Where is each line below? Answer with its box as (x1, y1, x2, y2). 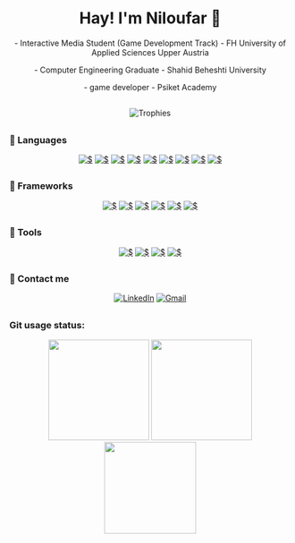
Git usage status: (9, 318, 85, 331)
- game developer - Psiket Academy (83, 81, 217, 92)
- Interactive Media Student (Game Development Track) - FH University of (13, 38, 287, 48)
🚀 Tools (9, 226, 42, 239)
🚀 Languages (9, 133, 67, 146)
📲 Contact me (9, 273, 70, 285)
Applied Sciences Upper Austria (90, 47, 210, 57)
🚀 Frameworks (9, 180, 73, 192)
